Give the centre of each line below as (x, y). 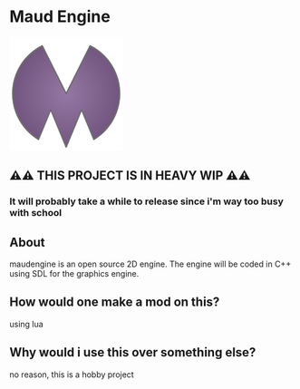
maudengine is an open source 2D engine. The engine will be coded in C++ (150, 264)
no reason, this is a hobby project (72, 374)
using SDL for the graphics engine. (74, 274)
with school (35, 213)
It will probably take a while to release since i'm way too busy (146, 201)
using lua (26, 324)
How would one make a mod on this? (115, 302)
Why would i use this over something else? (133, 352)
